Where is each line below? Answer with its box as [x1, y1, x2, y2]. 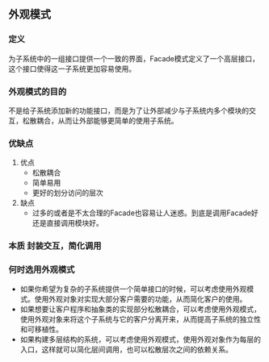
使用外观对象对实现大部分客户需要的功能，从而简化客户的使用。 [34, 293, 247, 304]
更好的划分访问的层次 [32, 188, 103, 198]
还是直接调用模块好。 [32, 218, 103, 228]
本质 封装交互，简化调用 [8, 240, 102, 252]
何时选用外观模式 [8, 264, 75, 276]
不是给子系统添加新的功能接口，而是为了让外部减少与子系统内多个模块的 [8, 106, 249, 115]
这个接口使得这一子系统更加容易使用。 [8, 64, 136, 73]
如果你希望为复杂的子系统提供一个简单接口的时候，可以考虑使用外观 [19, 284, 247, 293]
